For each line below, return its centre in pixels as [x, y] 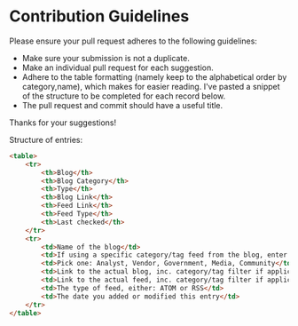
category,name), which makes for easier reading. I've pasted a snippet [151, 86]
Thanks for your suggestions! [63, 123]
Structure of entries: [46, 139]
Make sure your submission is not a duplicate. [106, 58]
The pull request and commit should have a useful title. [122, 105]
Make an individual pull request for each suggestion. [118, 68]
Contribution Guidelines [99, 16]
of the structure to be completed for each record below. [124, 96]
